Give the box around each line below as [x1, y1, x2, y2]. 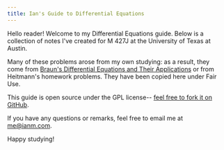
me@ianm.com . [7, 121, 52, 129]
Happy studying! [7, 135, 54, 143]
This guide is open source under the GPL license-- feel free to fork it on [7, 93, 213, 101]
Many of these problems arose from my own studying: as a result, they [7, 57, 210, 66]
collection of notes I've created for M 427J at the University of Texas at [7, 36, 211, 45]
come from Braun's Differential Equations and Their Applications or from [7, 65, 214, 73]
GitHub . [7, 100, 29, 108]
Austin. [7, 44, 28, 52]
